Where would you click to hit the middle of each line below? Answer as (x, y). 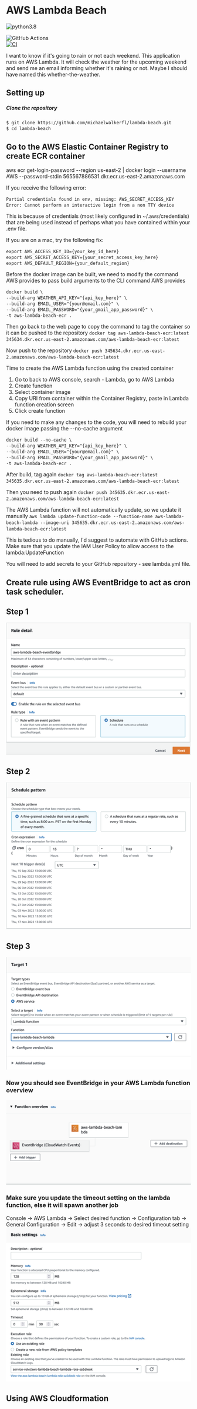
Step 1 (18, 611)
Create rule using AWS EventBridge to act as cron (98, 583)
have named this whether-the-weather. (53, 74)
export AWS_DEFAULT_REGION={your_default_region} (68, 263)
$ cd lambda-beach (28, 129)
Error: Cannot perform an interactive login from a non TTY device (90, 205)
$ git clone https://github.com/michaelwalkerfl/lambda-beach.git (89, 123)
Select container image (43, 392)
